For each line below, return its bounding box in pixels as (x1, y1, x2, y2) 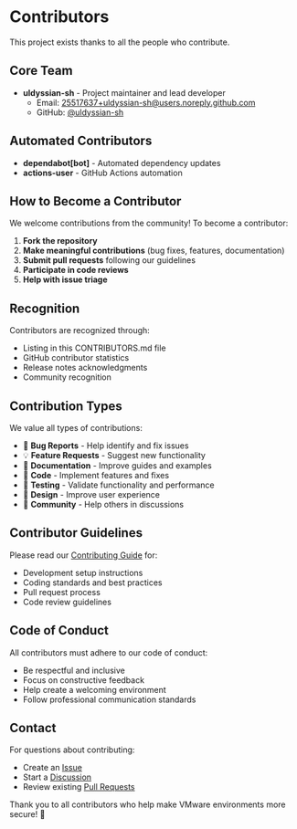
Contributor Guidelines (9, 525, 143, 540)
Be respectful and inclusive (22, 665, 125, 676)
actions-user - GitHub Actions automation (22, 167, 183, 178)
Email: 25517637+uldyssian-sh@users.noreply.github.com (36, 97, 256, 108)
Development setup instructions (22, 567, 143, 578)
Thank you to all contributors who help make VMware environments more (9, 799, 286, 810)
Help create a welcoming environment (22, 684, 166, 695)
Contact (9, 720, 57, 736)
